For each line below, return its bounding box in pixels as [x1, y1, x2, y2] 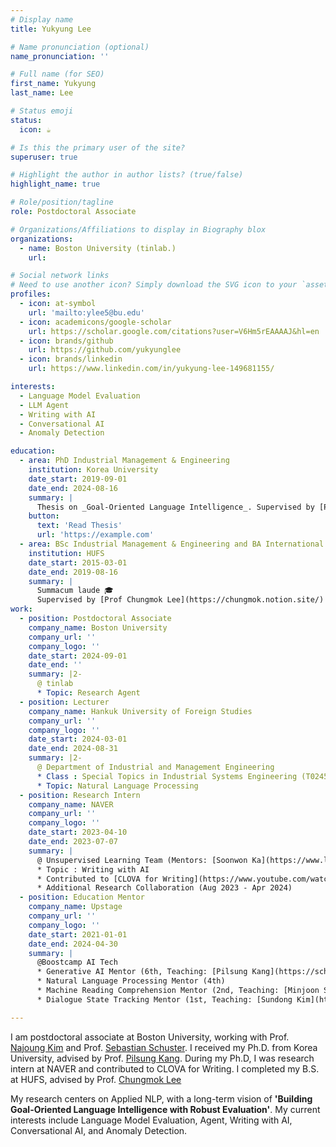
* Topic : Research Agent [36, 688, 141, 698]
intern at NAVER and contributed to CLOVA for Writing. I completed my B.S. [10, 1062, 320, 1075]
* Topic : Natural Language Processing [36, 781, 199, 791]
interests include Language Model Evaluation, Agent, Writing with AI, [10, 1114, 293, 1126]
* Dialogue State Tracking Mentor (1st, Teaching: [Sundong [36, 994, 293, 1005]
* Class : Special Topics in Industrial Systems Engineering [36, 771, 298, 781]
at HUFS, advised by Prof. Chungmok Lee [10, 1073, 182, 1085]
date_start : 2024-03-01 [28, 734, 128, 745]
